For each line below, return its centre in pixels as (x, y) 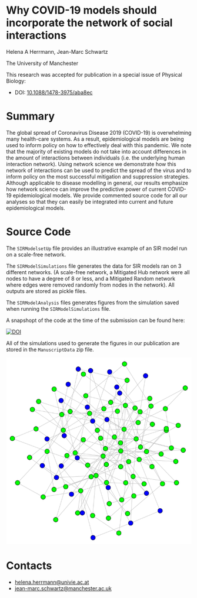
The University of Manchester (42, 63)
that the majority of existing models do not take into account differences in (96, 151)
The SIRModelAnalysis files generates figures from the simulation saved (93, 303)
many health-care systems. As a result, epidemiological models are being (95, 139)
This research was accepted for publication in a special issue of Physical (94, 74)
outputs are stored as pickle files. (46, 291)
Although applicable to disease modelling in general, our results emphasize (97, 183)
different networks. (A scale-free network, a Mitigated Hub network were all (98, 272)
